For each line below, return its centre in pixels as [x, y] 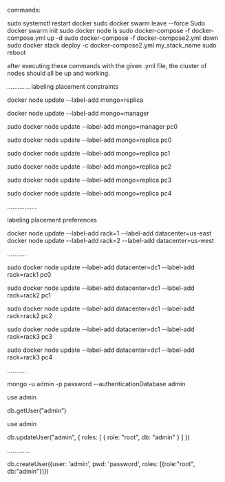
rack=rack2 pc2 [30, 316]
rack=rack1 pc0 [29, 274]
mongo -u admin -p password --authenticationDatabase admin [96, 384]
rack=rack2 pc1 [29, 295]
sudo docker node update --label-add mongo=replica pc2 [89, 167]
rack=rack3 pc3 [30, 336]
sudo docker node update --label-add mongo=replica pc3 [89, 180]
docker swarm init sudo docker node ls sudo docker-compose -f [99, 31]
